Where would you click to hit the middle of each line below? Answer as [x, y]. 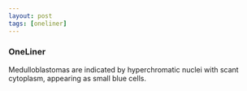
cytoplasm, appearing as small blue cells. [77, 78]
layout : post [30, 16]
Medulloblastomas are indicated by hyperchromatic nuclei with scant [123, 69]
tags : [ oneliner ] [38, 24]
